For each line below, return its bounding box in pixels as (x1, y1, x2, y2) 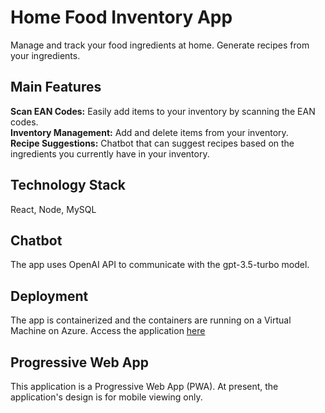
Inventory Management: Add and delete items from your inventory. (10, 126, 289, 138)
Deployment (10, 287, 89, 305)
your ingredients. (10, 49, 81, 61)
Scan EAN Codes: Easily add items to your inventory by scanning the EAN (10, 105, 316, 117)
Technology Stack (10, 177, 126, 194)
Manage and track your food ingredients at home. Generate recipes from (10, 39, 310, 51)
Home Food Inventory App (10, 6, 233, 29)
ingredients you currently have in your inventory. (10, 147, 210, 160)
